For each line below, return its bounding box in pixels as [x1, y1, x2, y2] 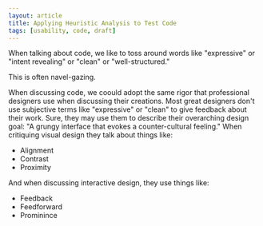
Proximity [19, 163, 52, 172]
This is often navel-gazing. [8, 73, 96, 82]
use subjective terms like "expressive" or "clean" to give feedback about [8, 105, 248, 114]
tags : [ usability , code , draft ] [8, 26, 116, 34]
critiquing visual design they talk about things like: [8, 130, 173, 140]
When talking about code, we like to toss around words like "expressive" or [8, 49, 256, 58]
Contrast [19, 154, 50, 164]
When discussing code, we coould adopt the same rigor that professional [8, 88, 250, 97]
